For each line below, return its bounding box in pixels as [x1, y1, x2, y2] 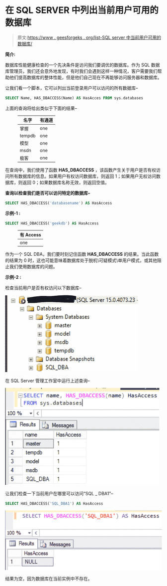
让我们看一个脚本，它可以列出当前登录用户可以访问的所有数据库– [5, 85, 138, 91]
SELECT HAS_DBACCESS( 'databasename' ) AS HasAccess [5, 200, 112, 206]
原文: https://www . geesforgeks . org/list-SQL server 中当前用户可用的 [17, 34, 162, 40]
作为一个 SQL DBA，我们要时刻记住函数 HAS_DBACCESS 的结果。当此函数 [5, 251, 159, 257]
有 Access [19, 232, 41, 238]
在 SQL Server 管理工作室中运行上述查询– [5, 378, 90, 384]
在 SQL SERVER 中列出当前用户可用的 [5, 4, 159, 16]
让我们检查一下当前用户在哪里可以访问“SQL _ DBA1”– [5, 491, 113, 497]
